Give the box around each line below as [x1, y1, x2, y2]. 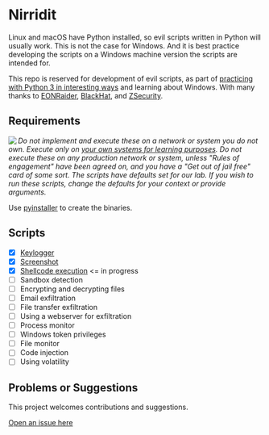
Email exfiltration [19, 293, 77, 303]
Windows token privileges [19, 329, 106, 340]
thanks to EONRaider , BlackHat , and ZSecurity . [8, 90, 163, 100]
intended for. [8, 58, 51, 68]
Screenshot [19, 257, 59, 266]
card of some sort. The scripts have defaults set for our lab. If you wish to [8, 169, 254, 179]
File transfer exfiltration [19, 302, 98, 312]
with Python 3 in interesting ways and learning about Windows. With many [8, 82, 255, 92]
